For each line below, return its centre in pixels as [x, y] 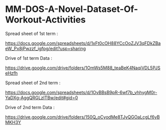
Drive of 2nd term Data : [30, 107]
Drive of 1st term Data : [29, 58]
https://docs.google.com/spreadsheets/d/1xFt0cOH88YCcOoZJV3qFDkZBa [83, 43]
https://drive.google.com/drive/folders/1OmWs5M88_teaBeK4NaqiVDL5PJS [83, 68]
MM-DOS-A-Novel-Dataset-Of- [72, 9]
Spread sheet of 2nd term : [33, 83]
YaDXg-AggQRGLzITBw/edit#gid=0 [42, 98]
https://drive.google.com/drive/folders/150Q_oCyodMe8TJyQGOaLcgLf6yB [83, 117]
